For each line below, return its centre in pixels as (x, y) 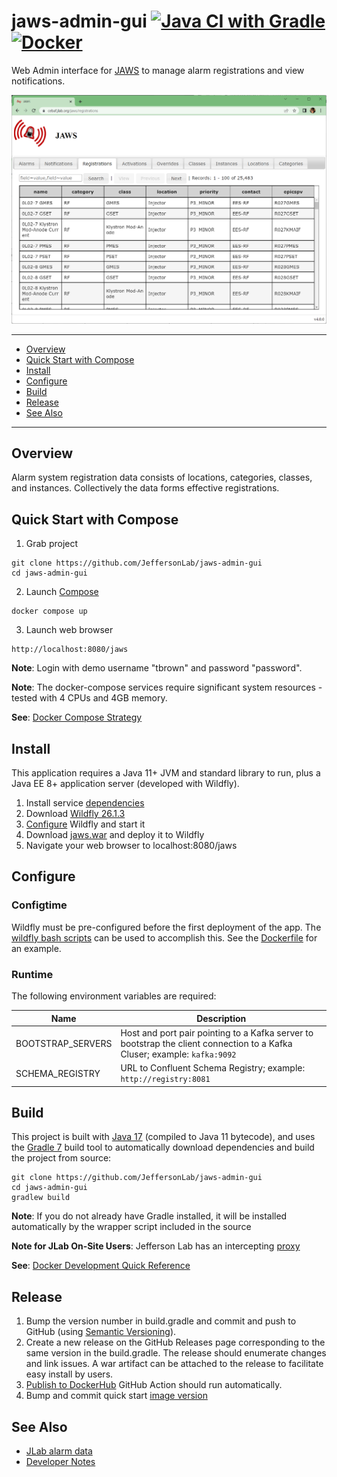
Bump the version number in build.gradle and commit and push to (161, 1321)
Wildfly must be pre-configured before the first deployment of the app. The (166, 927)
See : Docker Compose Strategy (77, 717)
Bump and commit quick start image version (116, 1396)
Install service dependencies (85, 803)
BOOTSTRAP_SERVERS (64, 1043)
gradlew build (41, 1198)
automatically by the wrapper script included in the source (131, 1227)
